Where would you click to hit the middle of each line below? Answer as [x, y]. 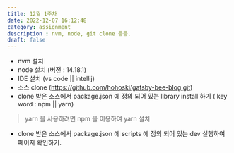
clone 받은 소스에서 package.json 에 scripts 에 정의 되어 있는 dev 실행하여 [121, 134]
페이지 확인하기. [39, 142]
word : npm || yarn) [46, 104]
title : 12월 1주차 [32, 14]
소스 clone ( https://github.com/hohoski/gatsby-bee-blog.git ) [105, 87]
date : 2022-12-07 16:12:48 [47, 20]
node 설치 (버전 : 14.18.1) [52, 70]
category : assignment [39, 27]
